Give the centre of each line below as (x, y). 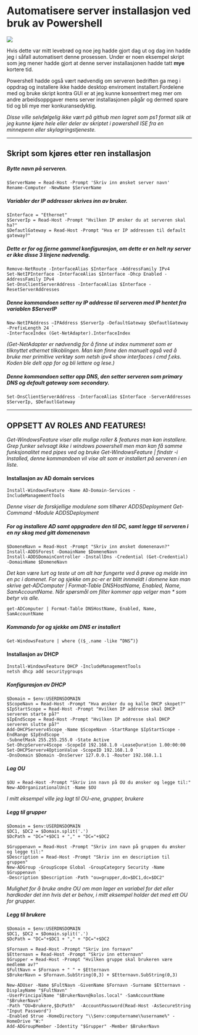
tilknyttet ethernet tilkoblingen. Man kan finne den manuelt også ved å (92, 350)
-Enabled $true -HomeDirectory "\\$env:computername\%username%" (88, 1016)
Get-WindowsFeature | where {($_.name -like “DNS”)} (73, 641)
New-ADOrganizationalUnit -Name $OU (51, 788)
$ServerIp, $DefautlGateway (41, 402)
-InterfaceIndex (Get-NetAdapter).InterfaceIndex (69, 333)
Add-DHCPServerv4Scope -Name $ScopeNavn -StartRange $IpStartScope (91, 730)
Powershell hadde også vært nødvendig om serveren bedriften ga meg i (94, 81)
